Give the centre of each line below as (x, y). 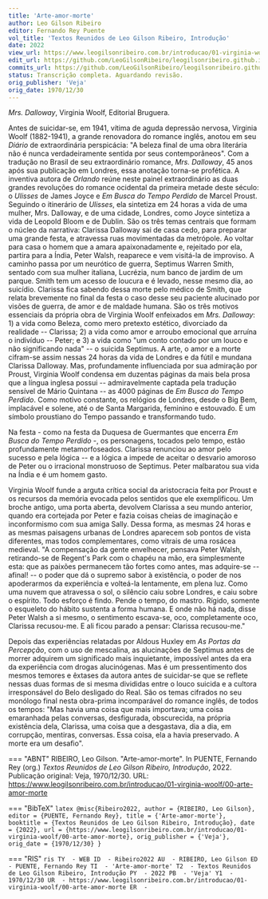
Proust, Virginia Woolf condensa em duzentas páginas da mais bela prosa (129, 374)
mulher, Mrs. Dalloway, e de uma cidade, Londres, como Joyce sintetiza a (129, 213)
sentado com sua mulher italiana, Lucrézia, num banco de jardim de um (126, 272)
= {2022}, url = (35, 830)
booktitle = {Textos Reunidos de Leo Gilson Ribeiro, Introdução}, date (132, 823)
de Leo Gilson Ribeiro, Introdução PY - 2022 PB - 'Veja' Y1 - (121, 873)
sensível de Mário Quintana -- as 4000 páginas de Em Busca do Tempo (126, 392)
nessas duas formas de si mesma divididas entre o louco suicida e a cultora (133, 684)
